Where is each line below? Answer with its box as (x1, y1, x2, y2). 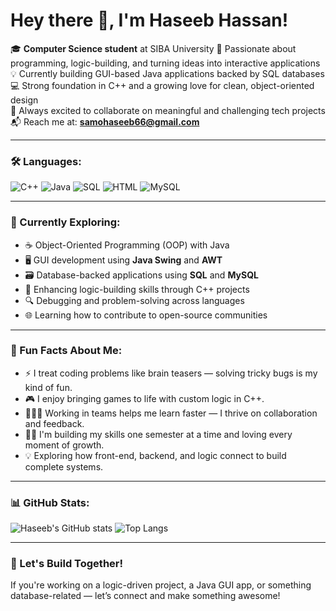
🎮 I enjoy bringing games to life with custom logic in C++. (24, 392, 265, 404)
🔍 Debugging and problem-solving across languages (24, 294, 245, 306)
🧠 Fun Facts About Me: (10, 344, 123, 358)
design (10, 94, 39, 106)
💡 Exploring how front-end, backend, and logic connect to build (24, 449, 287, 461)
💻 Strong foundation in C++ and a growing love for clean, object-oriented (10, 79, 315, 91)
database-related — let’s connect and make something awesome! (10, 590, 281, 602)
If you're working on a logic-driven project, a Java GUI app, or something (10, 579, 312, 591)
